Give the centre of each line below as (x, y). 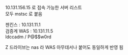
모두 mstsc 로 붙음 (24, 14)
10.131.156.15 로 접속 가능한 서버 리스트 (44, 7)
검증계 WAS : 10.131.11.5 (29, 31)
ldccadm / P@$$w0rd (29, 37)
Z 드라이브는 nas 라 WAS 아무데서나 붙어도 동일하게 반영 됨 (64, 47)
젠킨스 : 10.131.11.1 (23, 25)
